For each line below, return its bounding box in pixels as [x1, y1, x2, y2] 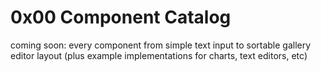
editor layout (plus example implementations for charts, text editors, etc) [10, 49, 308, 61]
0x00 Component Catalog [10, 6, 232, 29]
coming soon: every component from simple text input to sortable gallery [10, 39, 312, 51]
